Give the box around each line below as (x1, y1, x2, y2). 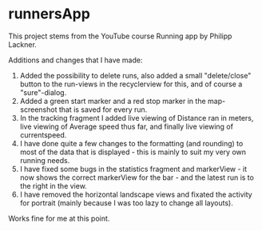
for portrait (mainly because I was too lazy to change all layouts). (19, 197, 233, 208)
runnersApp (8, 5, 90, 23)
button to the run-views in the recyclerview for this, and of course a (19, 79, 243, 89)
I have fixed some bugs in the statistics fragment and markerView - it (19, 164, 248, 173)
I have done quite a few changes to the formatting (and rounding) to (19, 138, 244, 148)
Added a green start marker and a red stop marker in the (19, 96, 206, 106)
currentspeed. (19, 129, 67, 140)
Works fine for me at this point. (8, 213, 110, 223)
